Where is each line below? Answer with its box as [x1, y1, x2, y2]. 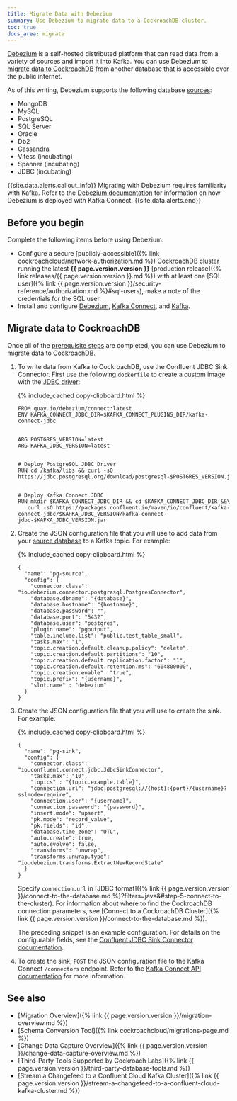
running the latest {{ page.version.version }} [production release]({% [17, 264, 222, 273]
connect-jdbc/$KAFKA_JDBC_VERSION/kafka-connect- [17, 510, 168, 517]
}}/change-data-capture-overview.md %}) [17, 1049, 141, 1057]
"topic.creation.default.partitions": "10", [30, 650, 164, 657]
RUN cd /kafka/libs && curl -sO [17, 467, 113, 474]
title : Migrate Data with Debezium [7, 10, 112, 18]
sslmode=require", [17, 791, 72, 798]
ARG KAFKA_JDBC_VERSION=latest [17, 442, 110, 449]
